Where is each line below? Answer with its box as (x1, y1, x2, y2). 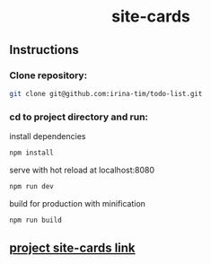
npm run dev (9, 181, 54, 190)
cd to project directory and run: (9, 110, 149, 123)
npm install (9, 148, 54, 158)
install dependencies (9, 131, 86, 142)
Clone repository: (9, 69, 88, 82)
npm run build (9, 216, 63, 224)
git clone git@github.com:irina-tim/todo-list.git (9, 89, 203, 98)
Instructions (9, 42, 79, 57)
